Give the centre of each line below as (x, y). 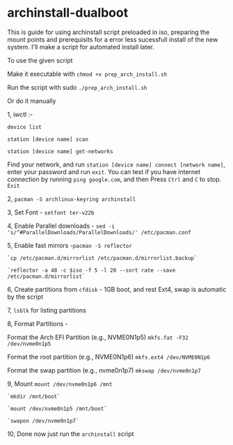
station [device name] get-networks (60, 151)
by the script (25, 297)
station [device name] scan (48, 139)
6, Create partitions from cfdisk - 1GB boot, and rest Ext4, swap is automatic (117, 289)
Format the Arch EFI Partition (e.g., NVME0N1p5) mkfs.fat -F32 (98, 337)
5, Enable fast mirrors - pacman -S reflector (70, 245)
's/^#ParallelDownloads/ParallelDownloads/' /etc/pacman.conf (99, 232)
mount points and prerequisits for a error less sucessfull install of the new (113, 39)
